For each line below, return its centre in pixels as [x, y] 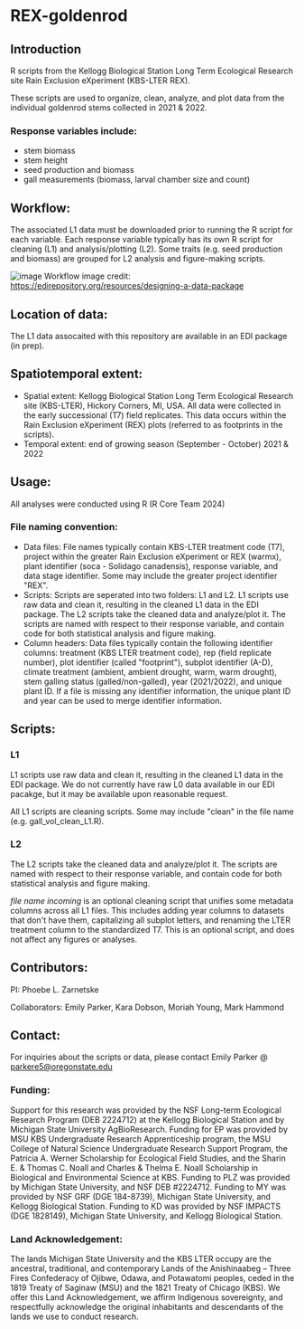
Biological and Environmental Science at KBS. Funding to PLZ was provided [150, 1177]
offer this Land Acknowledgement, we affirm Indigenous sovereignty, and [147, 1297]
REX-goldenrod [69, 16]
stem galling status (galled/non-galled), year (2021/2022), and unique [152, 681]
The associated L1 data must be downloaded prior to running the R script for [152, 230]
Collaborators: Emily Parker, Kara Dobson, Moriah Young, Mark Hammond [147, 1007]
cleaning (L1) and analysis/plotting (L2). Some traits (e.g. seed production [147, 249]
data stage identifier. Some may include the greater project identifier [150, 575]
